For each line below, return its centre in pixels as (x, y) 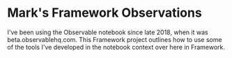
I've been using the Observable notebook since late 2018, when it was (108, 32)
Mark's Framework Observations (105, 13)
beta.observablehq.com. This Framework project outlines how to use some (115, 39)
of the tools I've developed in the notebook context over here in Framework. (116, 47)
